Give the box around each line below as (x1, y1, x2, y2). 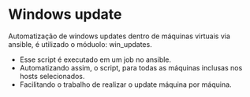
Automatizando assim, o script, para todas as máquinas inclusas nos (19, 63, 243, 72)
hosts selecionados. (19, 71, 85, 81)
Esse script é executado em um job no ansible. (19, 55, 172, 64)
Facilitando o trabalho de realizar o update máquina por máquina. (19, 80, 232, 89)
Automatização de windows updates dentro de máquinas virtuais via (8, 31, 231, 41)
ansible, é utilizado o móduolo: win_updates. (8, 39, 152, 48)
